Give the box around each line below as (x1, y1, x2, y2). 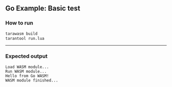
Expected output (5, 53, 48, 60)
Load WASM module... (5, 64, 50, 70)
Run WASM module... (5, 69, 47, 74)
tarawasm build (5, 31, 38, 36)
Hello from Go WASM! (5, 73, 50, 78)
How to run (5, 19, 33, 27)
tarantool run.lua (5, 36, 45, 41)
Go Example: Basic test (5, 4, 80, 13)
